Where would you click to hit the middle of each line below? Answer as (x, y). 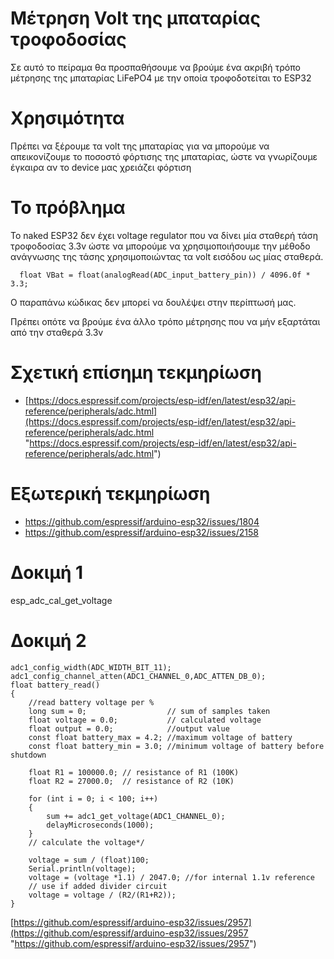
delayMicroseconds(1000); (100, 825)
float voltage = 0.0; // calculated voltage (145, 720)
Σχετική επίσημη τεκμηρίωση (136, 373)
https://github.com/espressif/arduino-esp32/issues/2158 (141, 532)
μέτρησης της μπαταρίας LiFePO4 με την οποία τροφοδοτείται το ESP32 (161, 78)
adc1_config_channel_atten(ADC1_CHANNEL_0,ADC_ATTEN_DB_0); (138, 676)
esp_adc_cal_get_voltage (61, 600)
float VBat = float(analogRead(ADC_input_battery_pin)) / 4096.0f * (165, 275)
